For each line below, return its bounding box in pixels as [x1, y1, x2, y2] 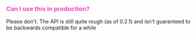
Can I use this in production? [6, 5, 90, 13]
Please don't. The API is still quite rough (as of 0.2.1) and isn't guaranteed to [6, 18, 191, 25]
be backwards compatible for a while [6, 24, 96, 31]
